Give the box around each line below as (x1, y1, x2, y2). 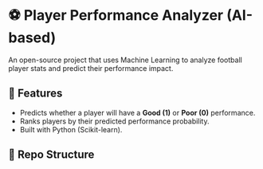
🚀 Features (8, 87, 63, 100)
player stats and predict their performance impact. (8, 63, 174, 73)
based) (8, 29, 57, 47)
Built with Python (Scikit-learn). (19, 124, 123, 134)
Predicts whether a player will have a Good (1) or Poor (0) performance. (19, 108, 256, 117)
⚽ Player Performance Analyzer (8, 6, 224, 25)
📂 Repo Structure (8, 148, 95, 162)
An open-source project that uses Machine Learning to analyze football (8, 55, 243, 65)
